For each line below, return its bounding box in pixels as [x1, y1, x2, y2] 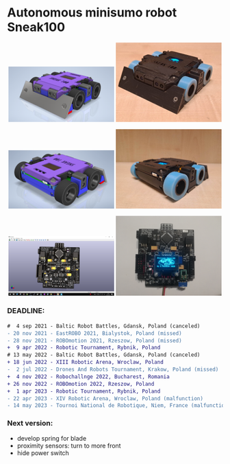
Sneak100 [7, 19, 66, 35]
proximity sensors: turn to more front [16, 441, 121, 450]
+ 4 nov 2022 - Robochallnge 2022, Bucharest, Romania [7, 373, 170, 380]
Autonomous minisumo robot [7, 5, 177, 21]
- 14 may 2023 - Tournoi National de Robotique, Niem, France [7, 402, 188, 409]
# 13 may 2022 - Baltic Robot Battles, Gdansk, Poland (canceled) [7, 351, 201, 358]
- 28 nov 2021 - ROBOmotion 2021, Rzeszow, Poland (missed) [7, 337, 183, 344]
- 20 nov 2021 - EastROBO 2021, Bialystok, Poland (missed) [7, 329, 183, 337]
